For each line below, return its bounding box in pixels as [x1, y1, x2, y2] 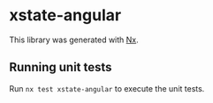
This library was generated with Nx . [9, 34, 139, 45]
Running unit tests [9, 60, 112, 75]
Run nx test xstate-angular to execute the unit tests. [9, 83, 205, 93]
